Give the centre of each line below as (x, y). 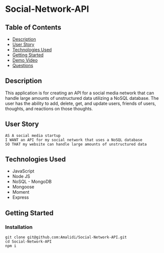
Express (20, 197)
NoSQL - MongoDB (32, 182)
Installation (19, 227)
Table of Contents (33, 27)
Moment (21, 192)
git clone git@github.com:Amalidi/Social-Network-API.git (66, 237)
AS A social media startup (33, 135)
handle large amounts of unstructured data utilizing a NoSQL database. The (82, 98)
